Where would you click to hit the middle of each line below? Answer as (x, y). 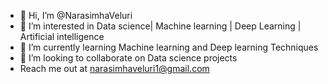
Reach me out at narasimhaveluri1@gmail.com (114, 68)
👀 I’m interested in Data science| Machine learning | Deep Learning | (160, 26)
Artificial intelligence (62, 36)
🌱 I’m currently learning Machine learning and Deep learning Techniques (169, 47)
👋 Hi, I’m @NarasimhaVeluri (76, 15)
